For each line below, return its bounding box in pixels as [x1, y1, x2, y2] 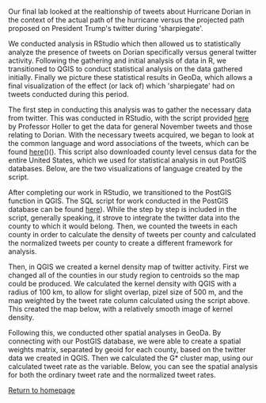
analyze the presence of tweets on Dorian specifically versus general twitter [8, 48, 257, 56]
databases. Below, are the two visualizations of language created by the [8, 164, 243, 173]
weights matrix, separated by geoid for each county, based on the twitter [8, 345, 247, 354]
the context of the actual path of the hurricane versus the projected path [8, 15, 245, 25]
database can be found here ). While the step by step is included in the [8, 205, 237, 213]
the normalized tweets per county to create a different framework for [8, 238, 234, 248]
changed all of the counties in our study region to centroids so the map [8, 271, 240, 280]
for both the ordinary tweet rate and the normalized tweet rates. [8, 370, 216, 379]
